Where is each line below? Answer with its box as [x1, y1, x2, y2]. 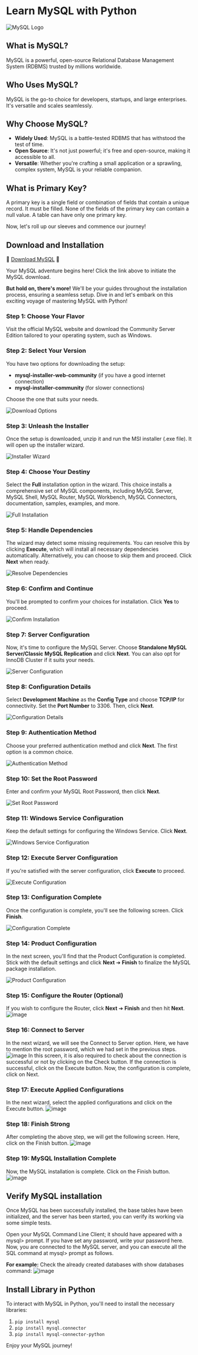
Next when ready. [6, 558, 50, 566]
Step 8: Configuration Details [6, 683, 91, 691]
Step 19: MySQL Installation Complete [6, 1154, 117, 1162]
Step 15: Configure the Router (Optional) [6, 992, 124, 1000]
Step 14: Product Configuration [6, 939, 97, 947]
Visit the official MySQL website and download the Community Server [6, 326, 176, 333]
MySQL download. [6, 274, 51, 280]
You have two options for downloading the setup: [6, 360, 126, 367]
